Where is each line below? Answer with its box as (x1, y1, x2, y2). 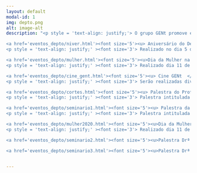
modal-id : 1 (6, 14, 35, 20)
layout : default (6, 8, 46, 15)
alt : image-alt (6, 25, 43, 31)
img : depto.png (6, 19, 43, 25)
